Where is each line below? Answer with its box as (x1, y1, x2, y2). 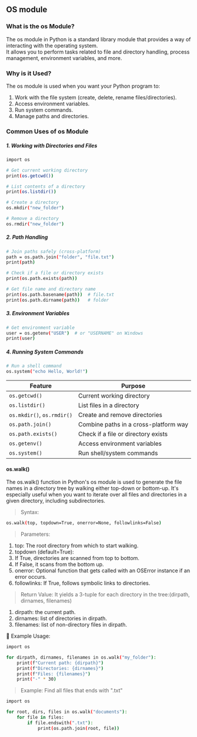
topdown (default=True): (14, 548, 75, 555)
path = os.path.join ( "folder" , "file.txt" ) (6, 254, 115, 260)
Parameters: (20, 531, 51, 538)
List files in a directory (78, 401, 139, 409)
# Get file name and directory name (6, 286, 96, 292)
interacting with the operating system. (6, 42, 98, 49)
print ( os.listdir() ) (6, 189, 57, 195)
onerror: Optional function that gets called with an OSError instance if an (14, 567, 190, 574)
